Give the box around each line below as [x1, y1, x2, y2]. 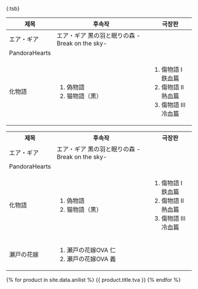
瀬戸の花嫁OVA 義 [67, 255, 116, 263]
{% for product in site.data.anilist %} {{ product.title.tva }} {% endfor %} [6, 277, 181, 283]
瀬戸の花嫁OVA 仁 [67, 246, 116, 254]
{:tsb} [6, 5, 20, 12]
